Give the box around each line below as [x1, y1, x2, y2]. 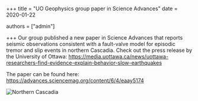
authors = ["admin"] [6, 23, 55, 30]
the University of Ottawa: [6, 53, 68, 60]
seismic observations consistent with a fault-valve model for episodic [6, 41, 176, 47]
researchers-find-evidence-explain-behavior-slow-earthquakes [6, 59, 162, 66]
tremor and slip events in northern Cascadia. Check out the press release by [6, 47, 193, 54]
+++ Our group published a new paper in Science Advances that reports [6, 34, 183, 41]
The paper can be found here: [6, 71, 79, 77]
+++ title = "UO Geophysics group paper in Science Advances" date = [6, 5, 178, 12]
